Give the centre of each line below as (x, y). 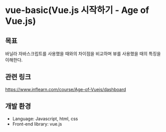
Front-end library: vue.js (37, 124)
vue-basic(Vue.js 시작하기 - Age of (77, 10)
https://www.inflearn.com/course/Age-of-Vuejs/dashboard (66, 89)
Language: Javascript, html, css (45, 119)
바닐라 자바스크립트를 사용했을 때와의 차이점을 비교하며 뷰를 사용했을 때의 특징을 (83, 54)
